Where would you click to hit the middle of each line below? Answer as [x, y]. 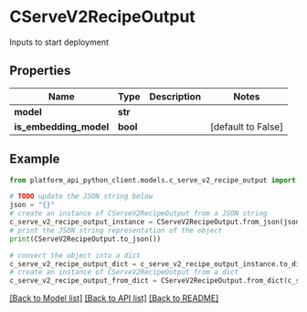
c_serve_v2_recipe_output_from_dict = [83, 281]
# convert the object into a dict [75, 255]
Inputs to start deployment [59, 42]
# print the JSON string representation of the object [116, 230]
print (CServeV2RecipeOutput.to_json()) [85, 239]
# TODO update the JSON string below [81, 197]
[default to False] [247, 127]
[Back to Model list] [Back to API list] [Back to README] [114, 298]
